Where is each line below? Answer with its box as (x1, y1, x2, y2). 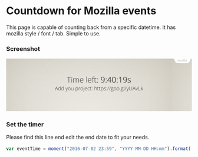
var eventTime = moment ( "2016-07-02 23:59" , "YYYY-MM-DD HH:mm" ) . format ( (6, 146, 192, 152)
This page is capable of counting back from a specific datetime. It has (6, 24, 176, 31)
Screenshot (6, 44, 40, 53)
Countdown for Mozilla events (6, 4, 157, 18)
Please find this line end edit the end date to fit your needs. (6, 134, 150, 141)
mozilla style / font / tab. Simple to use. (6, 30, 101, 37)
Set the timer (6, 120, 44, 128)
